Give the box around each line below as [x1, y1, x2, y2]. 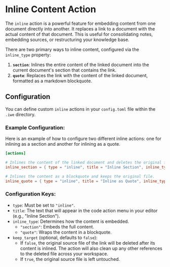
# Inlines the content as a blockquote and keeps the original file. [5, 174, 155, 179]
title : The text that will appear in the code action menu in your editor [12, 207, 158, 214]
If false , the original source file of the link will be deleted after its [20, 240, 155, 246]
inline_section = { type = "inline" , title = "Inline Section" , [5, 164, 144, 170]
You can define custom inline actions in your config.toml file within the [5, 106, 156, 112]
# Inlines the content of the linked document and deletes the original [5, 160, 162, 165]
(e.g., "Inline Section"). [12, 213, 60, 219]
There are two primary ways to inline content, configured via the [5, 46, 139, 52]
